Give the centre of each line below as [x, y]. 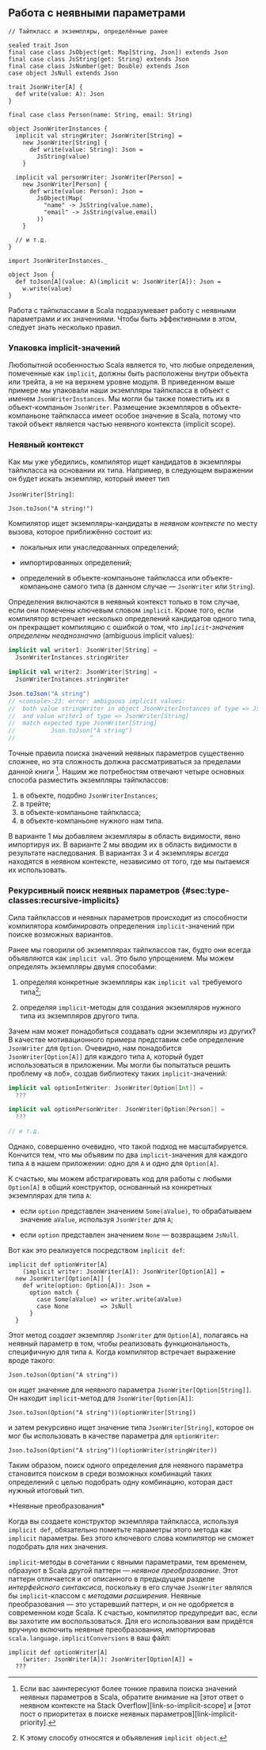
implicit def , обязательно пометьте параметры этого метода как [120, 1530]
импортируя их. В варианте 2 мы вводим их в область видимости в [123, 844]
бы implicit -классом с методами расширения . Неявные [105, 1596]
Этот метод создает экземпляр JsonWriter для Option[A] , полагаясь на [128, 1335]
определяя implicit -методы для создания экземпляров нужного [130, 1007]
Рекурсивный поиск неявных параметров [94, 890]
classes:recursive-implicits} [64, 900]
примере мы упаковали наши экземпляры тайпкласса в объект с [119, 390]
